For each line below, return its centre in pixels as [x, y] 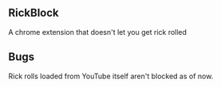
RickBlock [34, 13]
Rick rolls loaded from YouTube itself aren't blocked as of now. [111, 76]
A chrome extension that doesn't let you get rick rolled [98, 32]
